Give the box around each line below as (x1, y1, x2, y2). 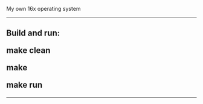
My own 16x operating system (6, 5, 81, 12)
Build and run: (6, 28, 60, 38)
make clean (6, 45, 51, 56)
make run (6, 80, 43, 90)
